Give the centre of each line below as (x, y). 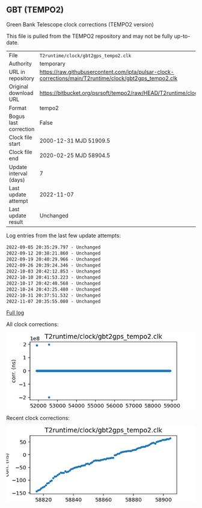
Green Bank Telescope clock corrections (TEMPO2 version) (80, 24)
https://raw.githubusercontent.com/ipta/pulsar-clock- (107, 72)
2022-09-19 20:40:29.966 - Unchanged (54, 259)
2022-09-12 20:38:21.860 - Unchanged (54, 253)
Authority (20, 63)
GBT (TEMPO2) (35, 10)
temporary (53, 63)
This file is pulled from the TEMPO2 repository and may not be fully (90, 36)
